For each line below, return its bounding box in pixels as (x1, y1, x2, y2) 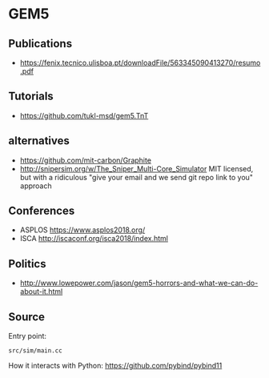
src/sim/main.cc (8, 347, 62, 355)
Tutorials (8, 90, 54, 103)
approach (19, 181, 52, 191)
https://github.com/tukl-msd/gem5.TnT (19, 111, 149, 120)
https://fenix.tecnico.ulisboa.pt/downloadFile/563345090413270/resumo (19, 58, 261, 67)
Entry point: (8, 332, 46, 341)
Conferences (8, 204, 75, 218)
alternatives (8, 134, 70, 148)
